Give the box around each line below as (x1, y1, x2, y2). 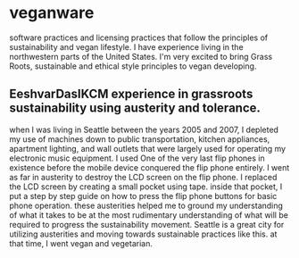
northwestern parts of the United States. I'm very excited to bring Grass (9, 51, 273, 62)
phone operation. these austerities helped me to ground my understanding (9, 200, 284, 211)
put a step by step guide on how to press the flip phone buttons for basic (9, 190, 278, 201)
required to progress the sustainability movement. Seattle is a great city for (9, 219, 285, 229)
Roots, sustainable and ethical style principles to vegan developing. (9, 61, 257, 71)
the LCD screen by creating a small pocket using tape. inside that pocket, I (9, 181, 283, 192)
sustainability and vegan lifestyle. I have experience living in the (9, 41, 244, 52)
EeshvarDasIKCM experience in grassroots (9, 87, 253, 102)
